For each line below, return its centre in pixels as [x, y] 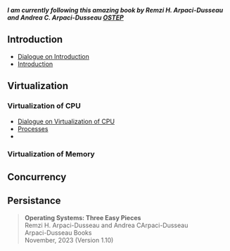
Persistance [34, 201]
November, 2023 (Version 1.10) [69, 240]
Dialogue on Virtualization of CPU [66, 121]
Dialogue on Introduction [53, 56]
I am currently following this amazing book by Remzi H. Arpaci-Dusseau [115, 10]
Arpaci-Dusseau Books [58, 232]
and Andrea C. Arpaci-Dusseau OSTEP [66, 18]
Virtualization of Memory [51, 154]
